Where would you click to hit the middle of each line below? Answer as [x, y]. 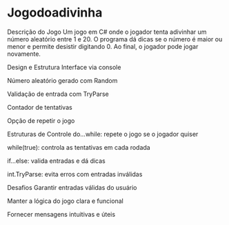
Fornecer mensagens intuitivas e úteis [61, 214]
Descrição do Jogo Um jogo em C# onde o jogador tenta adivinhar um [107, 32]
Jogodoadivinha [55, 13]
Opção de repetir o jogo [41, 120]
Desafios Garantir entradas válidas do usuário [72, 187]
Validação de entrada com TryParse [58, 94]
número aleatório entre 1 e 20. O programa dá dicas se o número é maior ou [115, 39]
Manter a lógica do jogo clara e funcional [66, 201]
